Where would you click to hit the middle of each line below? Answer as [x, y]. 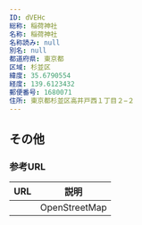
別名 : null [28, 51]
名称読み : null [35, 42]
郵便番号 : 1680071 [41, 92]
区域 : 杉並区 [30, 68]
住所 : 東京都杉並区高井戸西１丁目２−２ [72, 100]
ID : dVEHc [28, 17]
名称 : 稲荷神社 [33, 34]
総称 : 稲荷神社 [33, 26]
